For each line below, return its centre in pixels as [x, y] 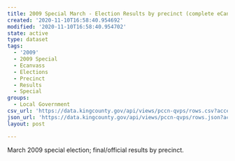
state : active [28, 33]
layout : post [26, 124]
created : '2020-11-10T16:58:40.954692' [65, 20]
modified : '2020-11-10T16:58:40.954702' [67, 26]
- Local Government [42, 105]
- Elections [31, 72]
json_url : [22, 117]
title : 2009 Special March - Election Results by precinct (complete [111, 14]
